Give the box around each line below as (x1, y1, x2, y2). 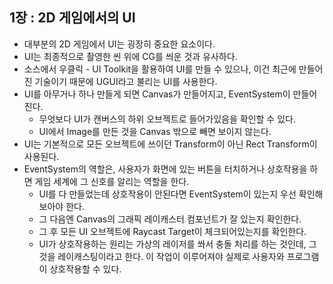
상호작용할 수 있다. (49, 263, 122, 275)
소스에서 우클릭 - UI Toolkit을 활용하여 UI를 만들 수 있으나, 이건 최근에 (23, 63, 297, 75)
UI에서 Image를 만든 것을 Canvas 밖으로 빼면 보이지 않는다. (38, 125, 272, 137)
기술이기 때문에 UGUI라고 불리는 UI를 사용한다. (34, 75, 218, 87)
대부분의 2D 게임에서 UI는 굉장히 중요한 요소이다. (23, 38, 216, 50)
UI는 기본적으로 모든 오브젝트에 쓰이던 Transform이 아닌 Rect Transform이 (23, 138, 318, 150)
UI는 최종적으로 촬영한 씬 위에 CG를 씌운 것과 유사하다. (23, 50, 238, 62)
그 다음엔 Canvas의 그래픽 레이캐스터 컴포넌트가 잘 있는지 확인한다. (38, 213, 302, 225)
